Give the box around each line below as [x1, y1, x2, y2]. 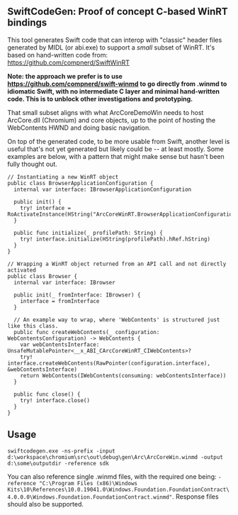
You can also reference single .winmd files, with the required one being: [7, 472, 217, 481]
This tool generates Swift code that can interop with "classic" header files [7, 35, 222, 44]
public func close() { [13, 390, 81, 398]
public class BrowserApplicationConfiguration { [7, 179, 154, 187]
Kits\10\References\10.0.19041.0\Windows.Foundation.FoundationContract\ [7, 486, 230, 493]
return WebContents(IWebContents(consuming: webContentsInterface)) [20, 372, 227, 379]
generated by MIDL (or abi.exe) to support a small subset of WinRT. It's [7, 43, 215, 52]
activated [7, 266, 37, 274]
